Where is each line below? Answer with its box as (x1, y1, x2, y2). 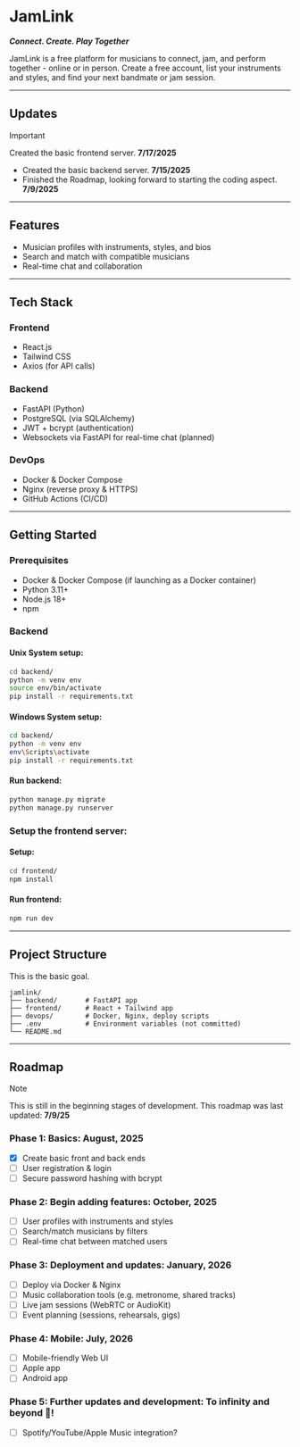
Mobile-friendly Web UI (21, 1352, 109, 1363)
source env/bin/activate (9, 684, 102, 693)
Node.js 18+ (21, 594, 67, 604)
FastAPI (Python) (21, 403, 85, 414)
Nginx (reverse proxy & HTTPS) (21, 484, 138, 495)
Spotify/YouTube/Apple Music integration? (21, 1426, 178, 1438)
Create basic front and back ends (21, 1152, 146, 1163)
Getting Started (9, 528, 97, 543)
